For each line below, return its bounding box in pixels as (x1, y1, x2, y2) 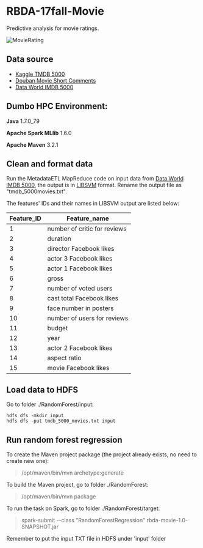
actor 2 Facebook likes (47, 344, 113, 352)
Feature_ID (9, 214, 41, 223)
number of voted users (47, 284, 113, 293)
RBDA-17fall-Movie (6, 4, 105, 18)
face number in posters (47, 304, 114, 313)
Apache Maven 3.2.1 (6, 141, 59, 148)
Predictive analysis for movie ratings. (6, 24, 99, 32)
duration (47, 234, 72, 243)
